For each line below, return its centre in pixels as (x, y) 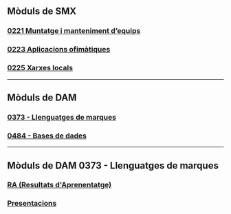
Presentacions (32, 204)
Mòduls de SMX (42, 11)
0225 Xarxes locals (40, 68)
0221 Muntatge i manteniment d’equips (74, 31)
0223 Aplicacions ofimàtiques (59, 50)
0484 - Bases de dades (47, 136)
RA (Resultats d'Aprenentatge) (59, 185)
